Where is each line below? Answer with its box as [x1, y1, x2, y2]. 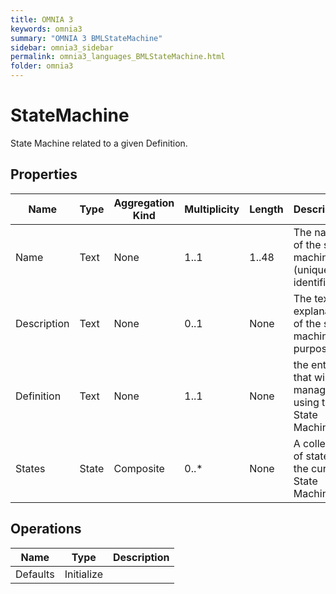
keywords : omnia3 [10, 24, 83, 34]
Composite [113, 461, 165, 475]
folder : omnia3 [10, 61, 74, 71]
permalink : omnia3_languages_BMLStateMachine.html [10, 52, 226, 62]
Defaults [15, 567, 55, 581]
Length [249, 202, 284, 216]
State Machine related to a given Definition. [10, 137, 188, 149]
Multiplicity [184, 202, 240, 216]
